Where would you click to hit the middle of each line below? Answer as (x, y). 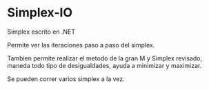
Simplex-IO (40, 13)
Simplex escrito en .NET (41, 32)
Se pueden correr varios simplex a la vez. (66, 79)
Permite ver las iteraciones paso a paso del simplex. (81, 45)
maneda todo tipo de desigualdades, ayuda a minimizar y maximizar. (104, 65)
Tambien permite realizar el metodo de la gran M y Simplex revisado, (104, 58)
